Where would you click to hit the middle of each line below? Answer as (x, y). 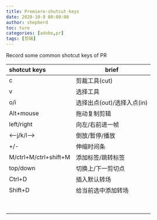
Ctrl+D (18, 179)
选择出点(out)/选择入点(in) (111, 103)
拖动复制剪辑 (93, 114)
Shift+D (20, 190)
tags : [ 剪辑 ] (21, 39)
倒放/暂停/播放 (95, 135)
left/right (21, 124)
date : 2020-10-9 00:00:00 (37, 17)
